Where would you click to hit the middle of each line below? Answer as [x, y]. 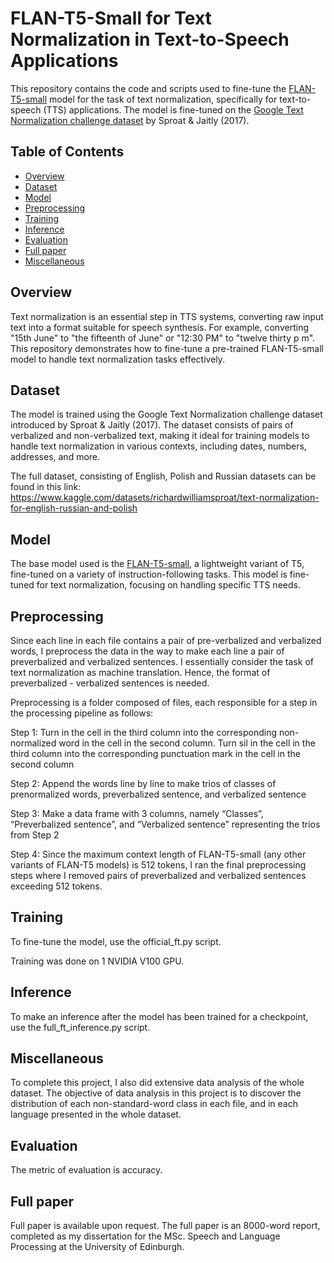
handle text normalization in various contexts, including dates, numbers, [158, 446]
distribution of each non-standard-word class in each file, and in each [154, 1104]
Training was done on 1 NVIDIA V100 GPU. [97, 961]
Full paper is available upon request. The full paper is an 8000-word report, [165, 1226]
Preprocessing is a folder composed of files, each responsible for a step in [164, 702]
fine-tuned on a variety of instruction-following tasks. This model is [149, 574]
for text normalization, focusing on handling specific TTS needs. [168, 585]
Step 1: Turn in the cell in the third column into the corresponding [144, 732]
